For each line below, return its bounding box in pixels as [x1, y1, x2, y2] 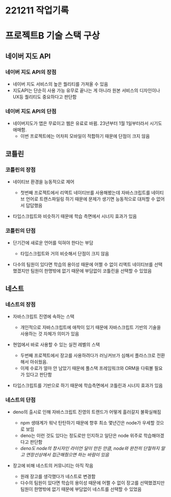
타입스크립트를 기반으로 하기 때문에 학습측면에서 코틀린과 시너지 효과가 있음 [12, 383, 163, 389]
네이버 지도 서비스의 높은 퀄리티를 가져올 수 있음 [12, 81, 108, 87]
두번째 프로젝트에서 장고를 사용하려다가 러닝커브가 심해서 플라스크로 [20, 352, 156, 359]
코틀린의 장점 [5, 166, 36, 173]
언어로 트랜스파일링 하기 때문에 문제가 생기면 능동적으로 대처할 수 [26, 196, 156, 202]
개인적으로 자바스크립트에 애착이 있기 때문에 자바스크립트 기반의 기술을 [20, 324, 161, 330]
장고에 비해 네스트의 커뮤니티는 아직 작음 [12, 463, 93, 469]
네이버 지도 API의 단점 [5, 108, 57, 115]
